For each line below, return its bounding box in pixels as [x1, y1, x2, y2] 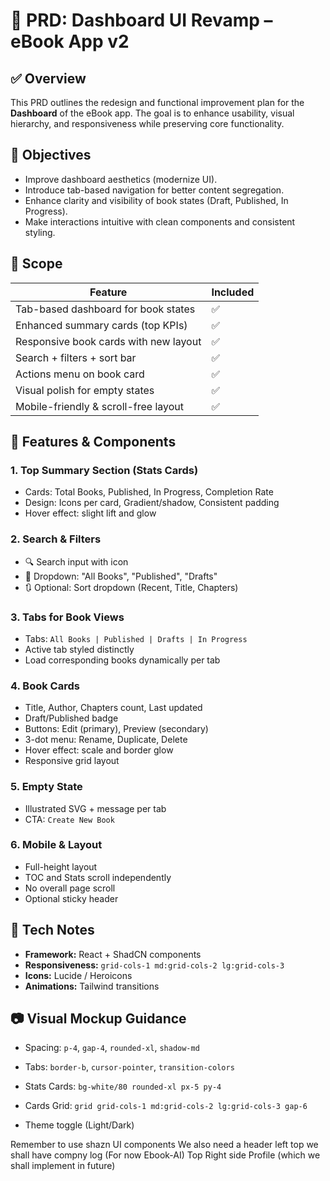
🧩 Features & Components [10, 434, 177, 451]
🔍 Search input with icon [24, 555, 129, 568]
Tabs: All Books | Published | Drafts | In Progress [24, 632, 248, 644]
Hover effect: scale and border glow [24, 744, 174, 756]
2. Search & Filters [10, 532, 102, 546]
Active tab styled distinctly [24, 643, 135, 655]
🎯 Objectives [10, 147, 92, 164]
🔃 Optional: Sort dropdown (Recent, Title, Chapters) [24, 581, 239, 593]
